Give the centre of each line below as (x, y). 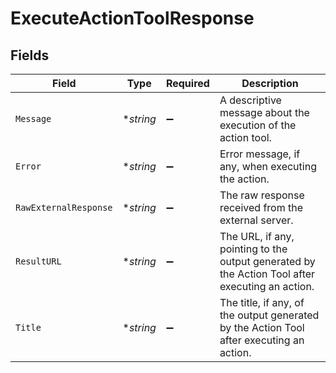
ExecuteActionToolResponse (132, 18)
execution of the (258, 125)
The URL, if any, (257, 236)
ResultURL (38, 261)
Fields (30, 55)
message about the (264, 112)
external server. (256, 220)
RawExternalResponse (64, 207)
